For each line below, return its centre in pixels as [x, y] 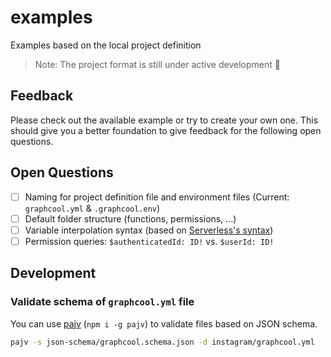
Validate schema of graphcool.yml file [102, 302]
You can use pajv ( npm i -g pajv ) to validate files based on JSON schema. [164, 323]
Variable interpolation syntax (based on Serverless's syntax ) [149, 230]
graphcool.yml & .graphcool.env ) [92, 208]
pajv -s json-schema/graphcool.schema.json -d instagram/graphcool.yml [162, 342]
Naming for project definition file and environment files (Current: [157, 197]
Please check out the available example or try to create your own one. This [164, 120]
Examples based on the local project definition [106, 45]
